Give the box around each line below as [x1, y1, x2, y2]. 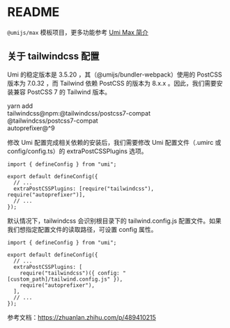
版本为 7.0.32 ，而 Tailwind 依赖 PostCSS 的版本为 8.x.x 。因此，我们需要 [7, 79, 217, 87]
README [7, 4, 60, 20]
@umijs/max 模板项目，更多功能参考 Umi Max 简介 [7, 28, 148, 36]
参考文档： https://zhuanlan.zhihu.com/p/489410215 [7, 313, 157, 321]
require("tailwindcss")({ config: [20, 270, 120, 276]
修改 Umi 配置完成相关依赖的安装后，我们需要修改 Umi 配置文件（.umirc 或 [7, 138, 222, 146]
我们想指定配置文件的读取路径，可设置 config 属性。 [7, 225, 158, 233]
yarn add [7, 102, 33, 110]
